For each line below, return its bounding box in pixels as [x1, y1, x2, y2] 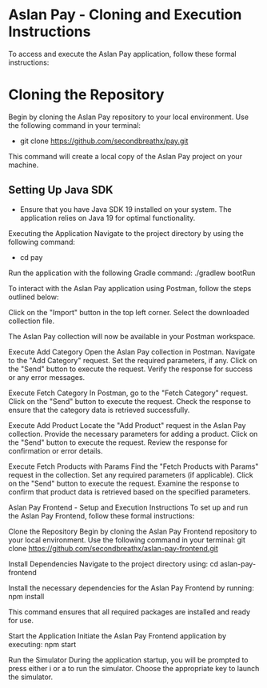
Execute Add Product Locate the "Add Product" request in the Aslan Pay [8, 420, 246, 430]
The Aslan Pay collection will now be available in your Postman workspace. [8, 331, 256, 341]
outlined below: [8, 292, 59, 302]
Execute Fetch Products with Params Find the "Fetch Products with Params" [8, 462, 259, 471]
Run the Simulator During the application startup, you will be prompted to [8, 654, 249, 665]
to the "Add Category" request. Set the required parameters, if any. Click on [8, 355, 257, 365]
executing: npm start [8, 639, 77, 649]
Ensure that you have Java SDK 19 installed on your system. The [19, 204, 232, 214]
